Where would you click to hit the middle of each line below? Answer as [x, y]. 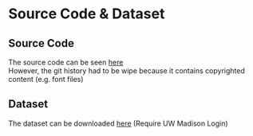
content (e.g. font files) [46, 79]
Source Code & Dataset [87, 14]
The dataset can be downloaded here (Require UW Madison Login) [119, 123]
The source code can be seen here [66, 62]
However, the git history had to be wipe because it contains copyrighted [126, 71]
